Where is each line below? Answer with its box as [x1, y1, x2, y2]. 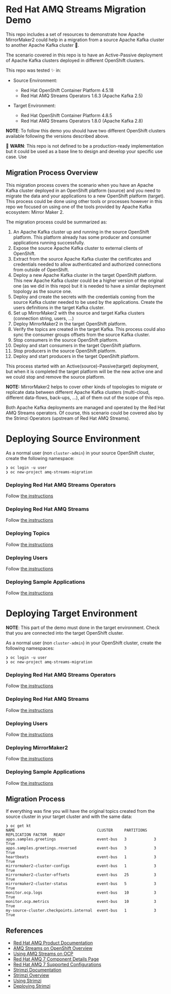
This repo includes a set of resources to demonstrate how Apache [6, 31, 145, 37]
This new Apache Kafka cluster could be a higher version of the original [13, 277, 164, 283]
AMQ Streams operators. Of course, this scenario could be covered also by [6, 410, 163, 416]
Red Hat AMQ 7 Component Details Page [13, 956, 99, 962]
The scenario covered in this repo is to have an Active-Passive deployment [6, 52, 163, 58]
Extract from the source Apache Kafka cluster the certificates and [13, 255, 152, 262]
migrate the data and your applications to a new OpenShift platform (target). [6, 192, 165, 199]
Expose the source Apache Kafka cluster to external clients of [13, 245, 143, 251]
